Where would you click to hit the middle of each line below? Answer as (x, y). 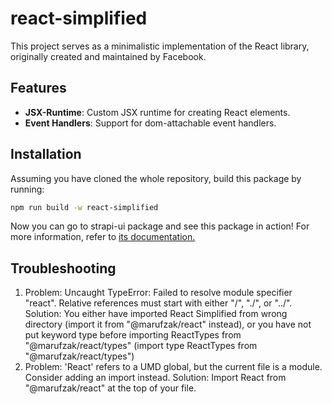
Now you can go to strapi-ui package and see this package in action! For (160, 226)
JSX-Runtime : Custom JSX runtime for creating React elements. (157, 112)
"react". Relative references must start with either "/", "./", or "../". (158, 303)
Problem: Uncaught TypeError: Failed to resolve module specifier (158, 293)
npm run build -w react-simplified (84, 207)
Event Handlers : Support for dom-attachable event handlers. (150, 123)
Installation (46, 154)
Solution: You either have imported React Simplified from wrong (156, 314)
